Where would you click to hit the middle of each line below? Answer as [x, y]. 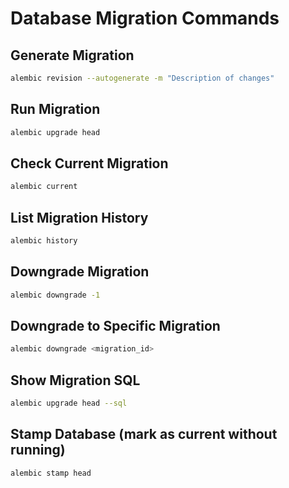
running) [38, 450]
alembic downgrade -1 [55, 295]
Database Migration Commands [145, 18]
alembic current [44, 187]
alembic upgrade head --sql [69, 403]
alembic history [44, 241]
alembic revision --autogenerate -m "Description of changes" [142, 78]
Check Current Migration [89, 163]
